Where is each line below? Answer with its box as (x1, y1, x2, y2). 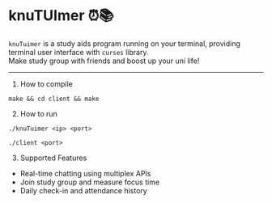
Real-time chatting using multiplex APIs (19, 168, 151, 178)
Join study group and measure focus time (19, 177, 160, 187)
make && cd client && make (8, 95, 100, 103)
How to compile (19, 78, 73, 89)
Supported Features (19, 153, 87, 163)
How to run (19, 108, 58, 118)
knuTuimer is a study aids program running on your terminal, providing (8, 38, 241, 49)
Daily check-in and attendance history (19, 185, 147, 195)
